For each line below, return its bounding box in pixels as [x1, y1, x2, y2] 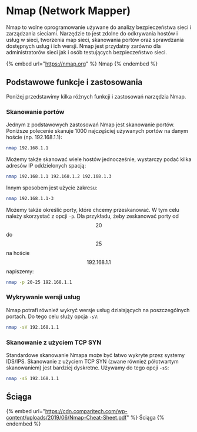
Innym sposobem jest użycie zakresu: [6, 184, 98, 191]
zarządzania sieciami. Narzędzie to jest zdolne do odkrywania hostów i [6, 30, 178, 37]
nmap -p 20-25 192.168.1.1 [6, 279, 72, 285]
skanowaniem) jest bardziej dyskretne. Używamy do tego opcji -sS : [6, 364, 169, 371]
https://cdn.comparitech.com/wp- [45, 407, 128, 414]
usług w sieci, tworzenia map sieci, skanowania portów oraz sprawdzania [6, 36, 184, 43]
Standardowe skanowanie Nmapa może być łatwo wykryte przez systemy [6, 352, 185, 359]
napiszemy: [6, 267, 34, 275]
